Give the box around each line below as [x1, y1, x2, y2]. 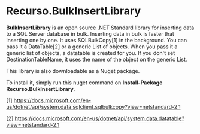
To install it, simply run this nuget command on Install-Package [6, 79, 163, 86]
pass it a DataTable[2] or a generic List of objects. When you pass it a [6, 43, 178, 50]
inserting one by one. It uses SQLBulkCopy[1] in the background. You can [6, 36, 187, 44]
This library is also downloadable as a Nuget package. [6, 67, 140, 74]
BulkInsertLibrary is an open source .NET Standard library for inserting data [6, 24, 195, 31]
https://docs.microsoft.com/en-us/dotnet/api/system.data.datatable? [14, 115, 184, 122]
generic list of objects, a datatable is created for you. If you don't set [6, 49, 175, 56]
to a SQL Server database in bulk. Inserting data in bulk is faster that [6, 30, 175, 37]
